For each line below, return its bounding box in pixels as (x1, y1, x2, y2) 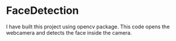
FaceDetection (6, 4, 79, 17)
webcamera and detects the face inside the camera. (6, 29, 132, 36)
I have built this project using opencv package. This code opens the (6, 23, 170, 30)
